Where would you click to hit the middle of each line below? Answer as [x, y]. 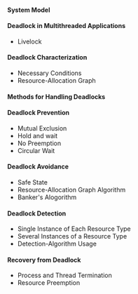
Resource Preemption [49, 283]
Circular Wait [36, 150]
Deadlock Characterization [47, 58]
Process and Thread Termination [64, 275]
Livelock [29, 41]
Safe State [32, 182]
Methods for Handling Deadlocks [56, 96]
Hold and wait [37, 135]
